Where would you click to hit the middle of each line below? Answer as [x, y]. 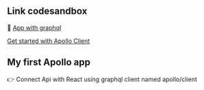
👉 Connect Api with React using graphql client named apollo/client [102, 79]
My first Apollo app [49, 62]
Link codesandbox [47, 11]
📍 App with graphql [34, 27]
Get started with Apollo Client [49, 41]
